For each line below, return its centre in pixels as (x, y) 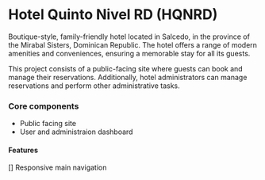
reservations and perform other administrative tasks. (94, 86)
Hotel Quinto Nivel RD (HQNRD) (113, 15)
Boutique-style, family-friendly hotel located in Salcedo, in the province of (129, 36)
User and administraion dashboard (76, 132)
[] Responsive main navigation (58, 167)
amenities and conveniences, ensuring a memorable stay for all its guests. (129, 53)
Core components (44, 106)
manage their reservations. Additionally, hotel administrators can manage (128, 77)
